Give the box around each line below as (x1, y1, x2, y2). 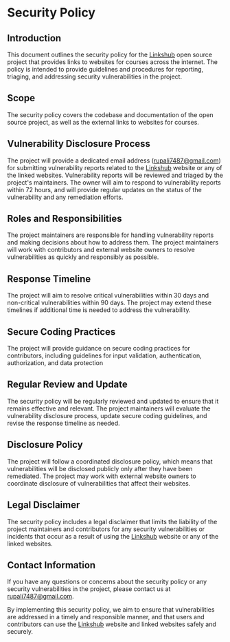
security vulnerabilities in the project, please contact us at (7, 585, 171, 593)
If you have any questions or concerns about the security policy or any (7, 577, 207, 586)
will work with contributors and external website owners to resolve (7, 246, 196, 254)
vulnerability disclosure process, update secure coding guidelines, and (7, 411, 207, 420)
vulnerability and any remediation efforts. (7, 193, 124, 201)
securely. (7, 628, 33, 636)
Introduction (7, 32, 62, 44)
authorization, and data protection (7, 359, 104, 367)
